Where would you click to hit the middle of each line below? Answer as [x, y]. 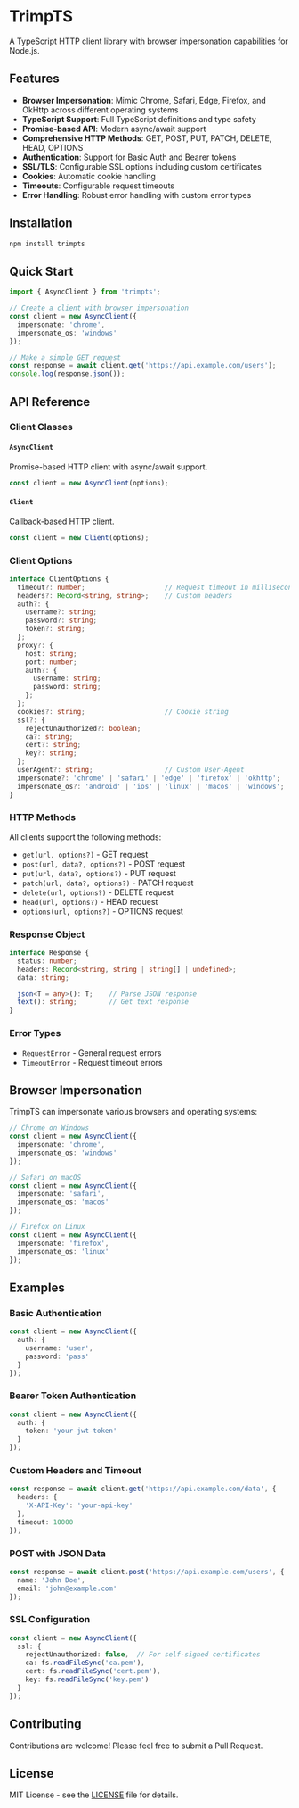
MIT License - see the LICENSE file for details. [94, 1795]
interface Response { [49, 953]
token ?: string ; [56, 629]
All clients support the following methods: [85, 837]
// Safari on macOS [45, 1177]
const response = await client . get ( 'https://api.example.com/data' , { [143, 1489]
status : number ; [47, 961]
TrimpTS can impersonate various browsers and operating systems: [133, 1112]
